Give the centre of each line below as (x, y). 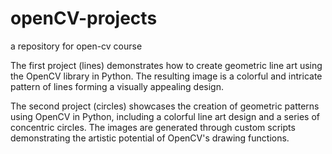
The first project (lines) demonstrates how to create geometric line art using (166, 65)
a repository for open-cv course (76, 46)
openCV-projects (84, 18)
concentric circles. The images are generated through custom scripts (153, 127)
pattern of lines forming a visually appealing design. (117, 86)
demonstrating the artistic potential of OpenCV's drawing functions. (150, 138)
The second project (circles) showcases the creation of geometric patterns (165, 106)
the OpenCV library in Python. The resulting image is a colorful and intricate (166, 76)
